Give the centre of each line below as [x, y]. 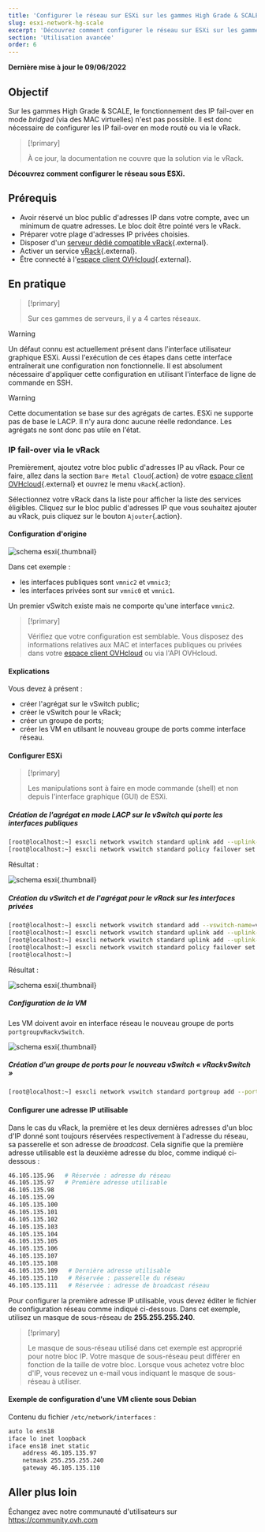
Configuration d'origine [48, 534]
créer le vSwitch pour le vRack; [70, 712]
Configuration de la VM [47, 1003]
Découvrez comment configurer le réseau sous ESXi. [97, 173]
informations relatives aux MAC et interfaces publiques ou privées [135, 645]
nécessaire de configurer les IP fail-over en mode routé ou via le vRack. [125, 128]
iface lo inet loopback [47, 1439]
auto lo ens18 [32, 1431]
